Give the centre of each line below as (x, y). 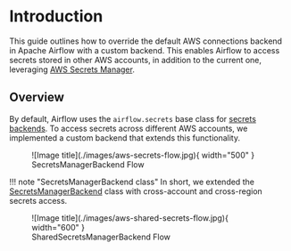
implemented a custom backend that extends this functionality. (125, 138)
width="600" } (58, 227)
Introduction (56, 16)
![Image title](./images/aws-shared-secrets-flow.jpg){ (130, 218)
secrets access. (38, 200)
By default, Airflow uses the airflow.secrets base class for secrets (133, 118)
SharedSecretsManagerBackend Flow (101, 237)
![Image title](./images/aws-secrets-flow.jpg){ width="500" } (143, 155)
